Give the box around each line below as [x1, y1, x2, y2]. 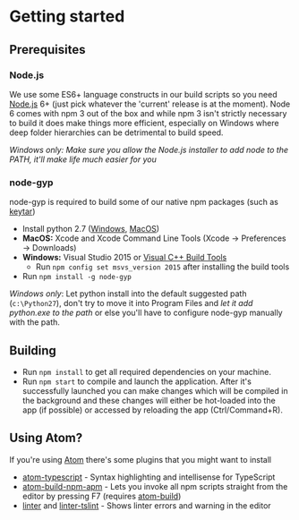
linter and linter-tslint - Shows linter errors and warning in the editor [21, 499, 271, 511]
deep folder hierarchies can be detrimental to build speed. [9, 127, 224, 138]
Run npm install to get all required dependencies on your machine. [21, 366, 271, 377]
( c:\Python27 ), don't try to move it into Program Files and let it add [9, 298, 253, 309]
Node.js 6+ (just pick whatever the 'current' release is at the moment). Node [9, 98, 291, 109]
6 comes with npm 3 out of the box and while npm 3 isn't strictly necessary [9, 107, 287, 118]
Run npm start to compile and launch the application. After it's [21, 376, 252, 387]
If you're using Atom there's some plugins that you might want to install [9, 454, 271, 465]
